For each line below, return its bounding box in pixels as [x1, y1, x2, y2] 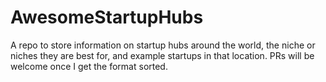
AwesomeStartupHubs [10, 6, 204, 29]
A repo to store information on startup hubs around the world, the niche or [10, 39, 316, 51]
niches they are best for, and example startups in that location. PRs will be [10, 49, 315, 61]
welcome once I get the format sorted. [10, 60, 168, 72]
